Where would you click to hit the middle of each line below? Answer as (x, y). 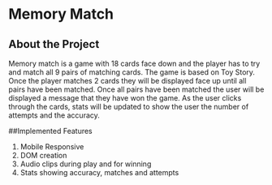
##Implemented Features (51, 131)
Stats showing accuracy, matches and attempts (99, 172)
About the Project (54, 44)
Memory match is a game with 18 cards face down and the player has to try (134, 63)
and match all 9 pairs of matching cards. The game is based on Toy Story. (132, 72)
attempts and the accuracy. (54, 115)
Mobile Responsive (52, 146)
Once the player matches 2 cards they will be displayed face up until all (127, 81)
